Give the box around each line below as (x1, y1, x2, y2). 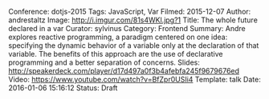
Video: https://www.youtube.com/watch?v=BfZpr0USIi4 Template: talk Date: (8, 75, 261, 84)
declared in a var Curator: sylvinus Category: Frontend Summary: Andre (8, 24, 247, 33)
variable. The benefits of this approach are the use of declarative (8, 49, 223, 58)
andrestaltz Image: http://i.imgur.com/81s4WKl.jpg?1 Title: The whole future (8, 15, 259, 25)
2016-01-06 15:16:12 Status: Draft (8, 83, 118, 93)
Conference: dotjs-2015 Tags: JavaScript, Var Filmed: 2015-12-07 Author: (8, 7, 251, 16)
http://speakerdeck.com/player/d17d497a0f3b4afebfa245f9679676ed (8, 66, 239, 75)
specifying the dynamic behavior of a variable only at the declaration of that (8, 41, 259, 50)
